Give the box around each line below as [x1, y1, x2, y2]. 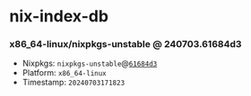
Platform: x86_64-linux [22, 68, 108, 78]
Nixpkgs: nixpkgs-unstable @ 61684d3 [22, 58, 158, 68]
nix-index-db [9, 6, 109, 27]
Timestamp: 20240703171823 [22, 77, 125, 88]
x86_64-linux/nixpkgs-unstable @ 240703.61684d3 [9, 38, 242, 51]
